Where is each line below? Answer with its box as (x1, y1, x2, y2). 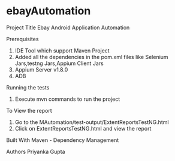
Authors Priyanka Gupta (6, 148, 65, 155)
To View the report (6, 107, 52, 114)
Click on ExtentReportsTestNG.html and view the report (14, 125, 152, 132)
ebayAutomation (6, 4, 91, 18)
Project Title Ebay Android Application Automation (6, 24, 130, 31)
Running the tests (6, 83, 50, 91)
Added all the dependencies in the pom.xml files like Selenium (14, 53, 169, 60)
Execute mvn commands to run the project (14, 95, 120, 103)
